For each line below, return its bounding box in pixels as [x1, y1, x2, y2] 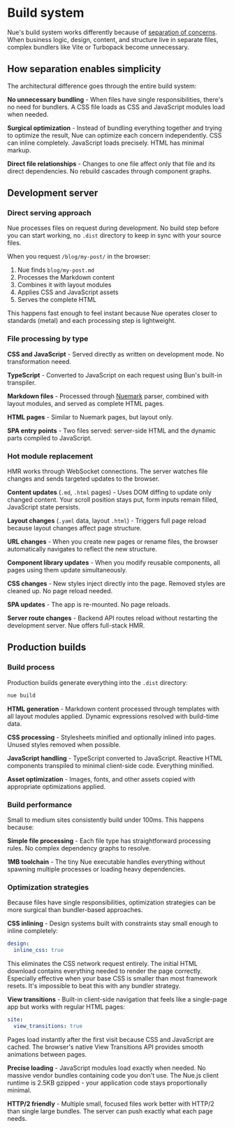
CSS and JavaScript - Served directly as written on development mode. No [7, 349, 225, 358]
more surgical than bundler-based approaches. [7, 906, 143, 914]
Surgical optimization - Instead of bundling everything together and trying [7, 124, 222, 132]
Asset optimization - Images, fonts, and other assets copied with [7, 774, 196, 783]
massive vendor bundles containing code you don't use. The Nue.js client [7, 1071, 219, 1079]
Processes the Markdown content [17, 273, 115, 282]
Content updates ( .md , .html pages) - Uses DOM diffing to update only [7, 488, 212, 497]
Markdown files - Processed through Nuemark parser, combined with [7, 391, 209, 400]
